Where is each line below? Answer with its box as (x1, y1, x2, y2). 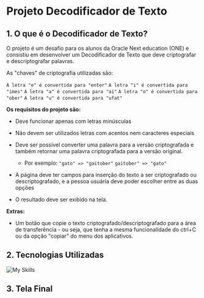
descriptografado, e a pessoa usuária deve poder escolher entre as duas (15, 178, 199, 185)
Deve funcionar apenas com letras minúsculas (15, 117, 132, 125)
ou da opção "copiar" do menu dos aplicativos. (15, 232, 134, 240)
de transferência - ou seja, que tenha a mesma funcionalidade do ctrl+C (15, 226, 197, 233)
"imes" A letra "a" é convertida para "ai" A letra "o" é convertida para (6, 89, 198, 95)
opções (15, 184, 35, 191)
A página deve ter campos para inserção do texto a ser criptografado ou (15, 172, 197, 178)
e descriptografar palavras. (6, 58, 75, 64)
